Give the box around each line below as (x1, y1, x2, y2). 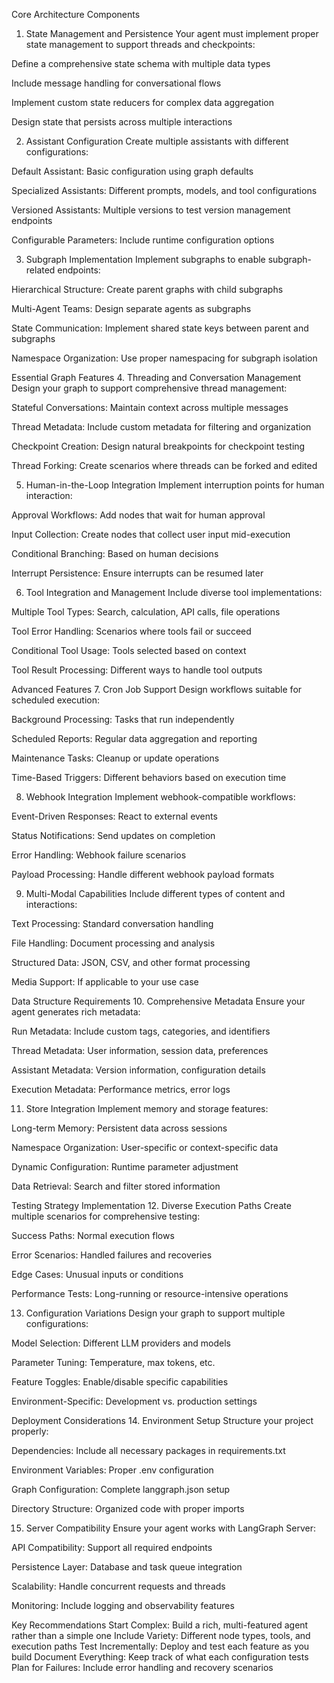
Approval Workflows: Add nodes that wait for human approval (11, 509, 266, 521)
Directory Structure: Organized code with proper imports (11, 1503, 245, 1514)
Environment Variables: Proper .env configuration (11, 1464, 214, 1476)
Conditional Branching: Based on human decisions (11, 548, 219, 559)
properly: (11, 1425, 49, 1437)
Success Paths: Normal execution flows (11, 1230, 175, 1241)
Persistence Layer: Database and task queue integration (11, 1561, 243, 1573)
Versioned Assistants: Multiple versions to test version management (11, 204, 291, 216)
